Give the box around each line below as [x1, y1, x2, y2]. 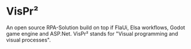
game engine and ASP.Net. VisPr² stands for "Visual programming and [6, 30, 179, 37]
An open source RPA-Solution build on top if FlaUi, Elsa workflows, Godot [6, 24, 186, 31]
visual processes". [6, 36, 52, 43]
